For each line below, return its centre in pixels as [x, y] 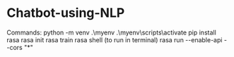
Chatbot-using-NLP [66, 13]
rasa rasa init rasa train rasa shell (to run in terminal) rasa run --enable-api [115, 39]
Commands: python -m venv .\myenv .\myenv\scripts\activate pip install [111, 32]
